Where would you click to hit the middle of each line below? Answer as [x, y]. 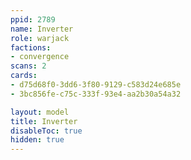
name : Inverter [42, 29]
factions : [31, 47]
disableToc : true [46, 131]
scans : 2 [28, 66]
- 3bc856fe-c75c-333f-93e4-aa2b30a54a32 [96, 94]
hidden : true [37, 140]
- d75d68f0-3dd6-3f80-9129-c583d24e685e [96, 85]
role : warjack [40, 38]
